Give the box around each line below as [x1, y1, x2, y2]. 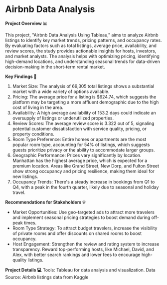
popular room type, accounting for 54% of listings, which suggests [12, 141, 150, 147]
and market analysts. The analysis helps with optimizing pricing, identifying [5, 53, 160, 59]
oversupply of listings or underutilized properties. [12, 115, 114, 121]
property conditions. [12, 131, 55, 137]
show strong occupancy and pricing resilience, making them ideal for [12, 168, 155, 174]
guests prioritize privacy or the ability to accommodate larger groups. [12, 146, 155, 153]
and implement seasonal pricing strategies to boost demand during [12, 214, 151, 220]
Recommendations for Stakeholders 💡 [5, 199, 86, 205]
